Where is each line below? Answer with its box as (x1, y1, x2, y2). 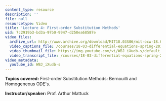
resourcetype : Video (5, 21, 48, 26)
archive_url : (9, 39, 37, 44)
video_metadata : (5, 58, 39, 63)
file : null (5, 16, 28, 21)
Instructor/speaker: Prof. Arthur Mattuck (5, 91, 89, 97)
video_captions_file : (9, 44, 54, 49)
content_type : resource (5, 7, 54, 12)
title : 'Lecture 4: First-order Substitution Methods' (5, 26, 121, 31)
